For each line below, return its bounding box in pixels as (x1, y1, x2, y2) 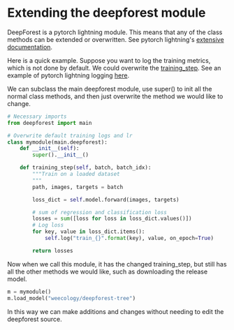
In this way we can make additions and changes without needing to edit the (7, 307, 224, 315)
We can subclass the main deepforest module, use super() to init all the (7, 84, 212, 93)
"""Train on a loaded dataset (32, 171, 120, 178)
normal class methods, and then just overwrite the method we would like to (7, 92, 224, 100)
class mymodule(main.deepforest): (7, 138, 108, 146)
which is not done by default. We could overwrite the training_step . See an (7, 63, 221, 72)
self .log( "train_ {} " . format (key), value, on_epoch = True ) (44, 235, 214, 242)
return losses (32, 247, 73, 254)
